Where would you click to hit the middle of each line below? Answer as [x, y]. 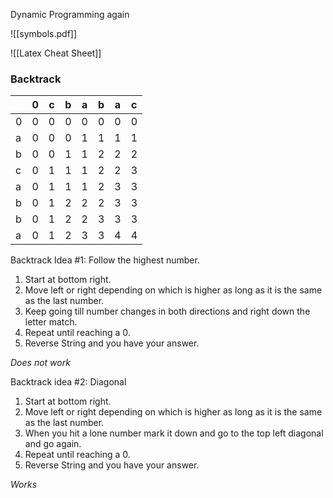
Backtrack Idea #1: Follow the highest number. [105, 260]
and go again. [53, 444]
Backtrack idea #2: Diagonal [68, 382]
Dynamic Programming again [70, 14]
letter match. [51, 322]
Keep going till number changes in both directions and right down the [167, 311]
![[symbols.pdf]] [44, 33]
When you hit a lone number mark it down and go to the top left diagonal [174, 433]
